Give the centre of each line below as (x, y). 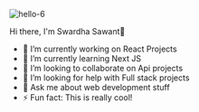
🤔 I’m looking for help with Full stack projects (106, 78)
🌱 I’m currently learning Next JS (82, 58)
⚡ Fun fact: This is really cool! (77, 98)
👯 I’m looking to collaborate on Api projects (103, 68)
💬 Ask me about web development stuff (96, 87)
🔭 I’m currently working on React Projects (100, 49)
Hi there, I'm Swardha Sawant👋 (67, 31)
